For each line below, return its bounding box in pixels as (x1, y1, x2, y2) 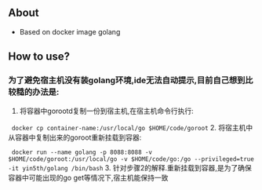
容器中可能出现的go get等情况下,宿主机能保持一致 (8, 173, 169, 182)
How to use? (8, 50, 71, 64)
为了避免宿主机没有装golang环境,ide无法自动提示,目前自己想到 (8, 75, 246, 86)
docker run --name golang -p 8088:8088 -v (11, 148, 153, 156)
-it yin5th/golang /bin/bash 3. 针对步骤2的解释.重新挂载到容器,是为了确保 (8, 163, 253, 172)
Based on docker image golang (19, 27, 121, 36)
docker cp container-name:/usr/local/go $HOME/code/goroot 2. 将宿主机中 (11, 122, 253, 132)
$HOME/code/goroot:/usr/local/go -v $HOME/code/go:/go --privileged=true (8, 155, 255, 163)
